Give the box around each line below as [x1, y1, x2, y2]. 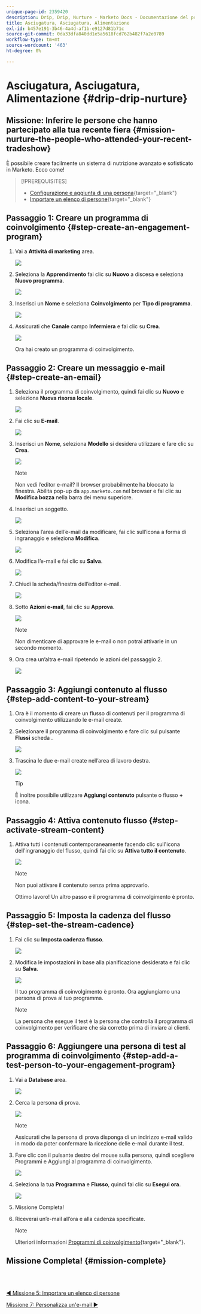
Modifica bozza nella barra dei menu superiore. [14, 494, 133, 501]
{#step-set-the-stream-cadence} [6, 920, 135, 930]
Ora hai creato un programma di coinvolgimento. [14, 346, 135, 353]
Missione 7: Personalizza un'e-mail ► [6, 1301, 99, 1309]
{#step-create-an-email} [6, 372, 102, 382]
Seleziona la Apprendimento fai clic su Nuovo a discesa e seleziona [14, 271, 184, 278]
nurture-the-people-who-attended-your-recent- [6, 134, 192, 145]
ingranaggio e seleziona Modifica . [14, 535, 100, 542]
